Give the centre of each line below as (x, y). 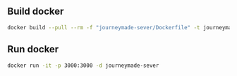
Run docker (33, 49)
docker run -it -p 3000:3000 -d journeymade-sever (83, 66)
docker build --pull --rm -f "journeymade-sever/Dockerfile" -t (104, 27)
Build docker (36, 12)
